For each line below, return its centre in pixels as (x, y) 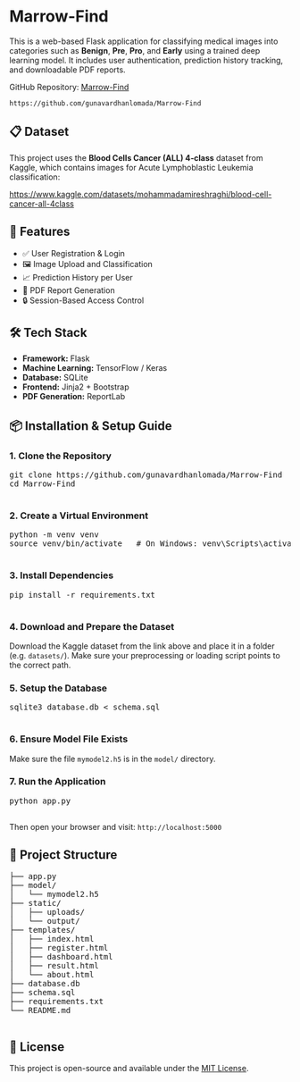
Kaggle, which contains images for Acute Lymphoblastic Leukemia (131, 167)
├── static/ (35, 903)
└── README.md (40, 1010)
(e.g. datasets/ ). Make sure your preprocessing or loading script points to (145, 655)
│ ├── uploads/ (47, 912)
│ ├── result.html (54, 965)
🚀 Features (40, 232)
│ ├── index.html (52, 939)
